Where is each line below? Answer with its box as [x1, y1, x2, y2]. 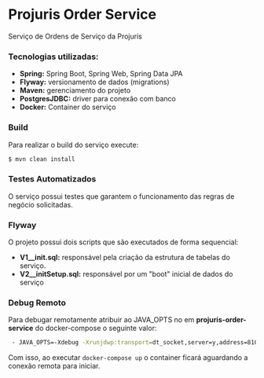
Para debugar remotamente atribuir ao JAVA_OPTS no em [8, 315, 195, 325]
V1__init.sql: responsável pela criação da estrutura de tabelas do [19, 253, 230, 262]
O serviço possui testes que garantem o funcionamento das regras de [8, 191, 235, 201]
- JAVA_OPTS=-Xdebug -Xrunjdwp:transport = [11, 339, 153, 347]
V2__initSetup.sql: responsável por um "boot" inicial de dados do [19, 270, 233, 278]
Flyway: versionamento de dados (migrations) [19, 77, 170, 87]
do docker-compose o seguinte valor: [35, 324, 157, 333]
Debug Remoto [8, 297, 67, 308]
